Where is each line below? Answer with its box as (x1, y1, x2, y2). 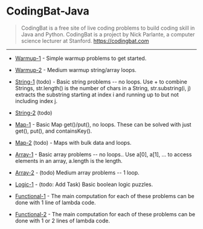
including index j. (14, 97, 57, 104)
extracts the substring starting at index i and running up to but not (14, 91, 179, 98)
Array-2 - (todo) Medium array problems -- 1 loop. (14, 168, 140, 176)
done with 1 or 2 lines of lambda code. (14, 217, 111, 224)
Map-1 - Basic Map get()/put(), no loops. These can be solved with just (14, 121, 192, 128)
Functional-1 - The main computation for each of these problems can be (14, 192, 195, 199)
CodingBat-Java (6, 4, 89, 18)
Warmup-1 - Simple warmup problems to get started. (14, 55, 147, 62)
